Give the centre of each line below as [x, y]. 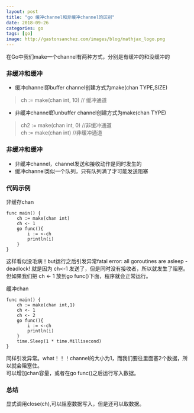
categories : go [25, 28]
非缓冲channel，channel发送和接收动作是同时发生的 [78, 164]
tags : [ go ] [20, 34]
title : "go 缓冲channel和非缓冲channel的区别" [61, 17]
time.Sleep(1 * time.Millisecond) [59, 341]
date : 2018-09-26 [28, 23]
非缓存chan [20, 201]
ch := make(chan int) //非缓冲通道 [61, 133]
